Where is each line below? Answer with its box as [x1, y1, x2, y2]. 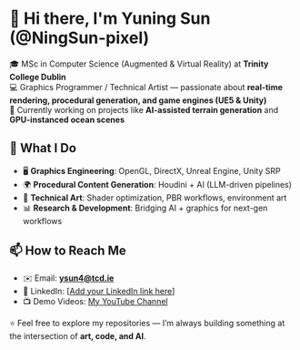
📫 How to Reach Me [9, 243, 126, 259]
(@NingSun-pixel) [9, 27, 150, 48]
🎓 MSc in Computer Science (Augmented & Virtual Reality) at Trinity [9, 58, 269, 69]
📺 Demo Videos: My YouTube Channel [22, 295, 168, 306]
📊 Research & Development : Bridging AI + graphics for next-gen [22, 202, 268, 213]
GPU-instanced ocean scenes [9, 114, 125, 125]
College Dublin [9, 71, 66, 82]
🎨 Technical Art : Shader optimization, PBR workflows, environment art [22, 191, 287, 203]
